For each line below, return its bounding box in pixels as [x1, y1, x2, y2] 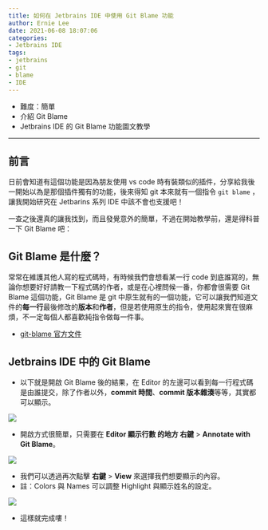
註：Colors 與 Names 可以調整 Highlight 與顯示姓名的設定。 [19, 481, 216, 491]
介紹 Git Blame [19, 111, 68, 121]
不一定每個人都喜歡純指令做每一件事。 [22, 312, 148, 322]
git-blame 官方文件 [19, 329, 82, 339]
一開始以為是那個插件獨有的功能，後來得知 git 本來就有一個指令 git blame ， [8, 187, 259, 196]
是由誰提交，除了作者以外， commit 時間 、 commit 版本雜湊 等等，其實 [19, 387, 250, 397]
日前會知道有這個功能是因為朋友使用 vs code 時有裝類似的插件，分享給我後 [8, 177, 255, 187]
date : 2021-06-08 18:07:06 [8, 26, 98, 34]
